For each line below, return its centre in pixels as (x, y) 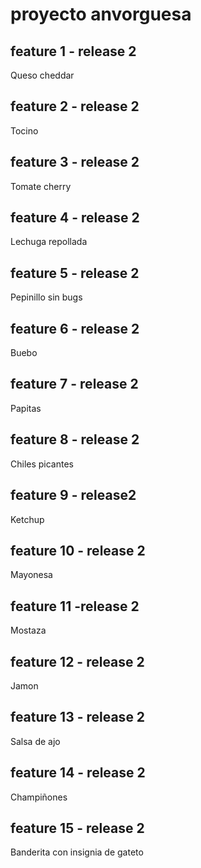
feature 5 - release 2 (75, 273)
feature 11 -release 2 (75, 606)
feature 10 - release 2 (78, 550)
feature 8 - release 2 (75, 439)
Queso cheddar (42, 75)
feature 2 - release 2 (75, 106)
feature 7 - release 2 (74, 384)
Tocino (24, 130)
